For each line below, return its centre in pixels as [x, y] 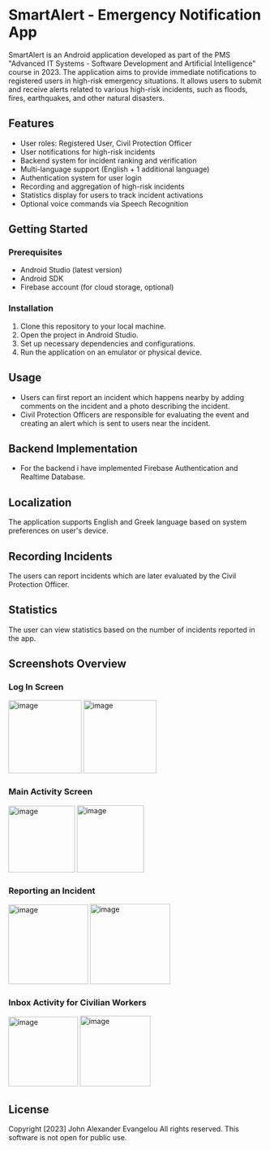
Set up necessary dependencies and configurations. [108, 343]
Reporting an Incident [52, 891]
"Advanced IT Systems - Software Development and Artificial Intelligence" [132, 63]
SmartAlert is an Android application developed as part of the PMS [120, 54]
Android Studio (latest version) [71, 270]
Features [31, 124]
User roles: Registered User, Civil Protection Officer [106, 143]
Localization [40, 502]
